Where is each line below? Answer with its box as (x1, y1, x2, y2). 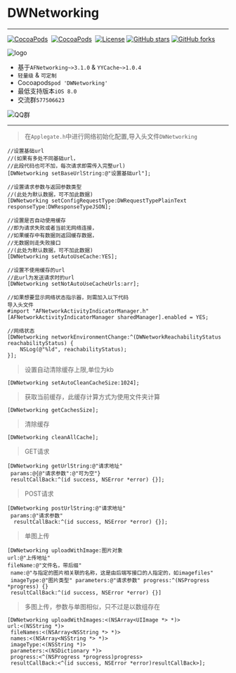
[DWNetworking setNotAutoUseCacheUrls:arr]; (7, 280, 140, 287)
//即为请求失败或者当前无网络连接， (7, 224, 98, 232)
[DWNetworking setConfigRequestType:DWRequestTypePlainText (7, 197, 188, 204)
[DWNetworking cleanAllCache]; (7, 434, 99, 441)
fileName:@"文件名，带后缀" (7, 562, 82, 569)
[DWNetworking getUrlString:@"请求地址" (7, 463, 123, 470)
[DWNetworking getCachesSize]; (7, 406, 99, 413)
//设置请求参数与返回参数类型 (7, 183, 82, 191)
